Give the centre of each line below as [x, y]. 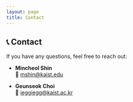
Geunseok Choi [35, 86]
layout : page [23, 12]
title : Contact [25, 18]
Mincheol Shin [34, 68]
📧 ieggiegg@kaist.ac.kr [44, 93]
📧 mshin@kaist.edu [39, 75]
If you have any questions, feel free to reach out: [67, 56]
